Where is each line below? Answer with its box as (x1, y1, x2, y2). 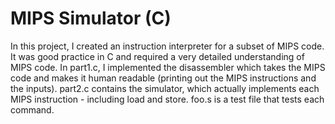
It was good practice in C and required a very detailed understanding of (10, 50, 305, 62)
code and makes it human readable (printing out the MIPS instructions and (10, 72, 317, 84)
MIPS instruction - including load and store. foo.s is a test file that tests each (10, 93, 325, 105)
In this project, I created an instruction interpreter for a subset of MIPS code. (10, 40, 325, 52)
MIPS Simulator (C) (10, 7, 172, 30)
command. (10, 103, 55, 116)
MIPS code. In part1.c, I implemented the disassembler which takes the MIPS (10, 61, 326, 73)
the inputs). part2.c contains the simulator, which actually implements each (10, 82, 320, 94)
